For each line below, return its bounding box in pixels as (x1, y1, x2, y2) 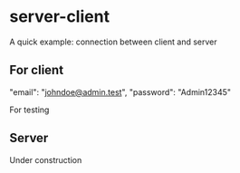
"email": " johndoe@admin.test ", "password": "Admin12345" (9, 86, 232, 97)
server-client (9, 6, 110, 27)
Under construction (9, 154, 82, 165)
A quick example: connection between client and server (9, 36, 217, 47)
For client (9, 62, 64, 78)
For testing (9, 104, 50, 115)
